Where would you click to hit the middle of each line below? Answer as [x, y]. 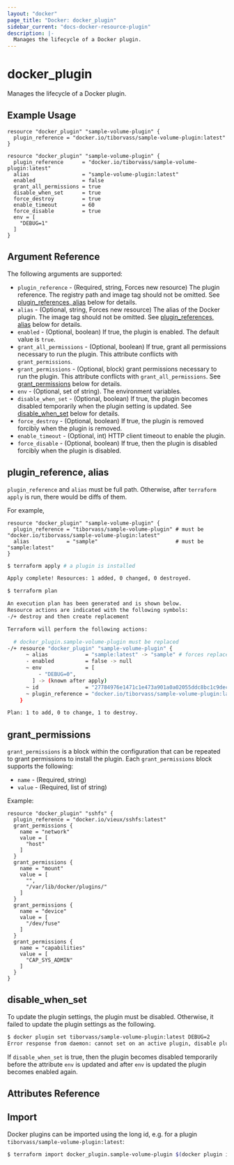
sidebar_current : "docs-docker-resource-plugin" [79, 27]
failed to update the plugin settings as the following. [81, 1024]
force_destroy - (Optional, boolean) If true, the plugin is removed [110, 420]
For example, [26, 510]
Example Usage [42, 116]
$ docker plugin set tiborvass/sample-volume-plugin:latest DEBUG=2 [109, 1037]
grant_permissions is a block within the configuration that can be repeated [114, 752]
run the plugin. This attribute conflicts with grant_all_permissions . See [119, 376]
